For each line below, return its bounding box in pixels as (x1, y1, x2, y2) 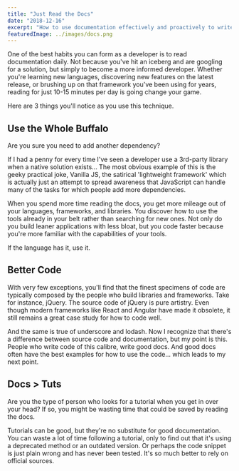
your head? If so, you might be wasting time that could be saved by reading (7, 405, 228, 413)
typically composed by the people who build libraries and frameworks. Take (7, 290, 230, 299)
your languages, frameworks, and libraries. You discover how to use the (7, 207, 218, 216)
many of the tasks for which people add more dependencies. (7, 186, 186, 194)
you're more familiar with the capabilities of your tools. (7, 230, 167, 238)
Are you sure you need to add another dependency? (7, 141, 161, 150)
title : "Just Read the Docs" (7, 10, 94, 18)
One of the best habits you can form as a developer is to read (7, 50, 187, 59)
